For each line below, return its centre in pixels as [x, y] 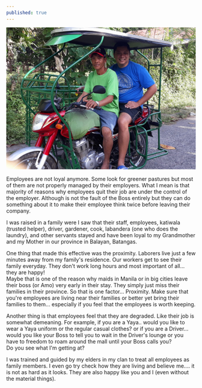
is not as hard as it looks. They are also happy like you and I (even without [98, 372]
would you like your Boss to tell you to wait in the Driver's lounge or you [95, 335]
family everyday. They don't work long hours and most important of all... [96, 266]
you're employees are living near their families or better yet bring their [93, 298]
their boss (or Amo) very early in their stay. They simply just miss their [93, 285]
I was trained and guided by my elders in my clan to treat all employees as [98, 359]
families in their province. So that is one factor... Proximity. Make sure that [97, 291]
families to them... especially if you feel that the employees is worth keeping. [101, 304]
